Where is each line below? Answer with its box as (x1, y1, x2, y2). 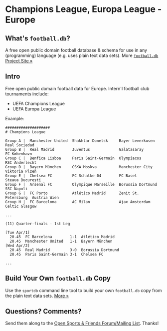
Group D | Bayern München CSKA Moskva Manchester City (5, 164, 153, 169)
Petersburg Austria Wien (5, 195, 59, 200)
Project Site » (5, 58, 33, 63)
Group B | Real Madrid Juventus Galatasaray (5, 147, 144, 152)
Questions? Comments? (5, 307, 82, 316)
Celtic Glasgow (5, 204, 37, 209)
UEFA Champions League (12, 100, 65, 106)
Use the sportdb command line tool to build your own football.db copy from (5, 287, 162, 293)
